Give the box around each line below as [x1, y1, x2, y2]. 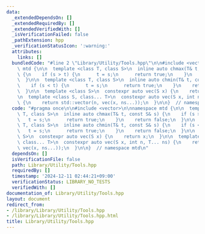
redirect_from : [6, 202, 45, 208]
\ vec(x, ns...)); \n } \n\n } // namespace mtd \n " [17, 144, 149, 151]
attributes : [12, 49, 43, 55]
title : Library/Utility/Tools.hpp [6, 219, 95, 225]
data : [6, 9, 20, 15]
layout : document [6, 196, 51, 202]
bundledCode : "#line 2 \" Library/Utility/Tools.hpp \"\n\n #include [12, 60, 184, 66]
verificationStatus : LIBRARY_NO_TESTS [12, 179, 111, 185]
